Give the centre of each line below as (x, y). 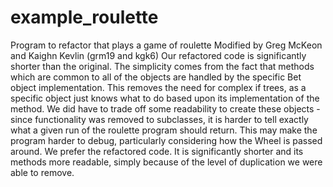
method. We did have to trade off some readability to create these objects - (165, 108)
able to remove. (42, 172)
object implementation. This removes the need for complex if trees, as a (158, 87)
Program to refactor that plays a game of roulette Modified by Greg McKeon (166, 45)
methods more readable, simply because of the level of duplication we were (166, 162)
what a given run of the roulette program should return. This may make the (164, 130)
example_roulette (84, 17)
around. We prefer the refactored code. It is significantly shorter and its (157, 151)
